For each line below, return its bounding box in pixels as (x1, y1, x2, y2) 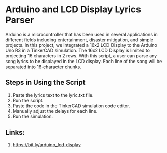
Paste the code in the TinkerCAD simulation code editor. (12, 103, 130, 109)
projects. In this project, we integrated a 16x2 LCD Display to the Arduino (5, 42, 158, 48)
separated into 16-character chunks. (5, 64, 81, 70)
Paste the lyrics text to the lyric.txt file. (12, 91, 94, 98)
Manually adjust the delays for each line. (12, 108, 98, 114)
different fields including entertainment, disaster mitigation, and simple (5, 37, 154, 43)
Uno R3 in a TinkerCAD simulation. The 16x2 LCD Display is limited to (5, 47, 150, 53)
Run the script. (12, 97, 44, 103)
